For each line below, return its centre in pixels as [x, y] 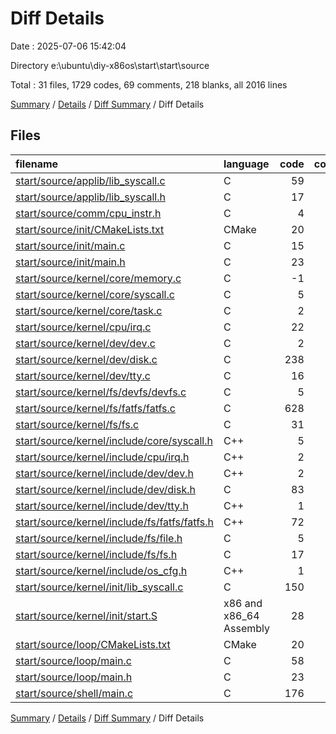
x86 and [243, 603]
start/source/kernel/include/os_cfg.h [101, 570]
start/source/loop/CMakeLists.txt [93, 644]
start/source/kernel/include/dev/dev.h [104, 473]
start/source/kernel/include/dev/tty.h [102, 505]
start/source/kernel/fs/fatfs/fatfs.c [95, 408]
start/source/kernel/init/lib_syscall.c [99, 587]
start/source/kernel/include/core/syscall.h [114, 440]
